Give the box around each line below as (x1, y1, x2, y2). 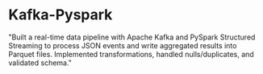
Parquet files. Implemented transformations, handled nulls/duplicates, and (8, 49, 254, 59)
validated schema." (8, 58, 73, 68)
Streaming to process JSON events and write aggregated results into (8, 40, 237, 50)
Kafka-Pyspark (8, 6, 113, 24)
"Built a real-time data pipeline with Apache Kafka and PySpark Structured (8, 32, 256, 42)
